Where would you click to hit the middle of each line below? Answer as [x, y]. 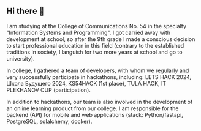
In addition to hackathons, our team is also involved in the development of [100, 102]
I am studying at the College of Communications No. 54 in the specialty [97, 26]
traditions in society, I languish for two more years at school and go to [94, 52]
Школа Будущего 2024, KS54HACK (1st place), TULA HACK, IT [86, 83]
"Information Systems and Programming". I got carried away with [88, 32]
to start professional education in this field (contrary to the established [95, 45]
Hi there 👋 [25, 11]
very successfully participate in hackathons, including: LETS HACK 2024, [99, 77]
